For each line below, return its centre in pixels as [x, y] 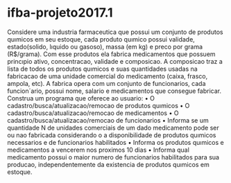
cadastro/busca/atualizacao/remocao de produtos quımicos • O [99, 105]
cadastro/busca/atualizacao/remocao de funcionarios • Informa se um [108, 120]
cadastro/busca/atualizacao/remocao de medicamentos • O [93, 113]
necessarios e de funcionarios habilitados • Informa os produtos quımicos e [115, 142]
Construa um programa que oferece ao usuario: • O [81, 98]
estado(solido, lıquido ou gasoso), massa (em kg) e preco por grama [105, 46]
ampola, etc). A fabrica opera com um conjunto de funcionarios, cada [106, 83]
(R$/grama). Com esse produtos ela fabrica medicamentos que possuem [112, 54]
